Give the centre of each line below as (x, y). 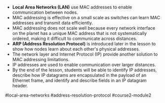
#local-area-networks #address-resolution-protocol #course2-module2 (78, 95)
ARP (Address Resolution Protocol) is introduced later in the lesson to (84, 44)
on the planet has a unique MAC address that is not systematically (80, 33)
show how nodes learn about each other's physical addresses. (76, 49)
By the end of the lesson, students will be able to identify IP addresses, (84, 70)
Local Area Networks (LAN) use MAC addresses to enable (72, 7)
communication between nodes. (45, 12)
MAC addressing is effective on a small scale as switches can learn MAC (86, 17)
